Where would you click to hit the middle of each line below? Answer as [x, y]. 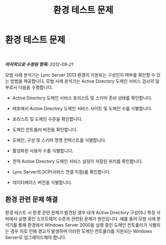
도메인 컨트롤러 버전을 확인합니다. [45, 129]
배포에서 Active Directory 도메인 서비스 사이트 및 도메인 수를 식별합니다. [82, 108]
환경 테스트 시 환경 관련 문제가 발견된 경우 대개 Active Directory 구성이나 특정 [80, 212]
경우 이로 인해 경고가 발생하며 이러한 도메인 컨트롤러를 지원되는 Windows [81, 231]
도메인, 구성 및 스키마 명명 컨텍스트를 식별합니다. [59, 140]
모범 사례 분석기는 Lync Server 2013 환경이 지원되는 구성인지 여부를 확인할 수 [80, 75]
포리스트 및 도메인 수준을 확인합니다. [47, 119]
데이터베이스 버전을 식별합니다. [42, 182]
